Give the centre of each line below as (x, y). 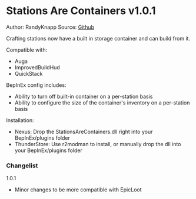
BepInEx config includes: (36, 85)
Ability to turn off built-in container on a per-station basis (84, 96)
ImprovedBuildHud (37, 67)
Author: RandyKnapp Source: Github (50, 27)
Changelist (22, 166)
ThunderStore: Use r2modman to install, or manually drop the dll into (98, 144)
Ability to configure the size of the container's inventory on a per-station (102, 102)
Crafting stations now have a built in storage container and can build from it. (98, 38)
